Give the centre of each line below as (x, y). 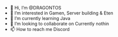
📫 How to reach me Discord (40, 29)
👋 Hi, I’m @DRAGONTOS (36, 8)
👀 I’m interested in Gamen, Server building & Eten (62, 13)
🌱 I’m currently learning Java (40, 18)
